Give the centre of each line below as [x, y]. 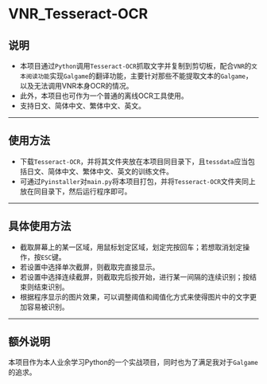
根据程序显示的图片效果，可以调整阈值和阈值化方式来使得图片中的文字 [135, 296]
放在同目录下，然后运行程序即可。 [75, 191]
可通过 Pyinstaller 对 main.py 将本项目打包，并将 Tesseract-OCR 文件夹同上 [137, 181]
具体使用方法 [40, 227]
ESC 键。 [53, 257]
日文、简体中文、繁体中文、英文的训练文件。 [100, 171]
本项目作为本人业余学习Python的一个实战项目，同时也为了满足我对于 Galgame [133, 362]
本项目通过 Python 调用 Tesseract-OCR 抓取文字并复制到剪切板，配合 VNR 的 [135, 66]
